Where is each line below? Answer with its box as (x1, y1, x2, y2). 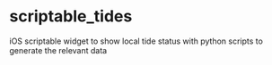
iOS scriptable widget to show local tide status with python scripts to (9, 36, 263, 46)
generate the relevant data (9, 45, 108, 55)
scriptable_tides (9, 6, 133, 27)
